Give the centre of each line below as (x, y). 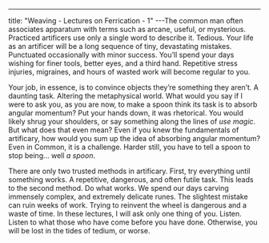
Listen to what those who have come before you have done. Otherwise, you (133, 222)
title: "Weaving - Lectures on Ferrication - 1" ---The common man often (126, 20)
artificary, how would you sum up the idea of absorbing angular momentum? (134, 138)
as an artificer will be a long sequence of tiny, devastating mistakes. (120, 46)
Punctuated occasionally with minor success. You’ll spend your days (121, 55)
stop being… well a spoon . (52, 156)
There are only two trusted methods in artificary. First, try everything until (129, 171)
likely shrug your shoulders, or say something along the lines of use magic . (132, 121)
